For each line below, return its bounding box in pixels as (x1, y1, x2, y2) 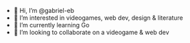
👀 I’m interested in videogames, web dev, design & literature (13, 14, 183, 22)
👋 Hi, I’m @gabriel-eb (13, 7, 75, 14)
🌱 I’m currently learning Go (13, 21, 90, 29)
